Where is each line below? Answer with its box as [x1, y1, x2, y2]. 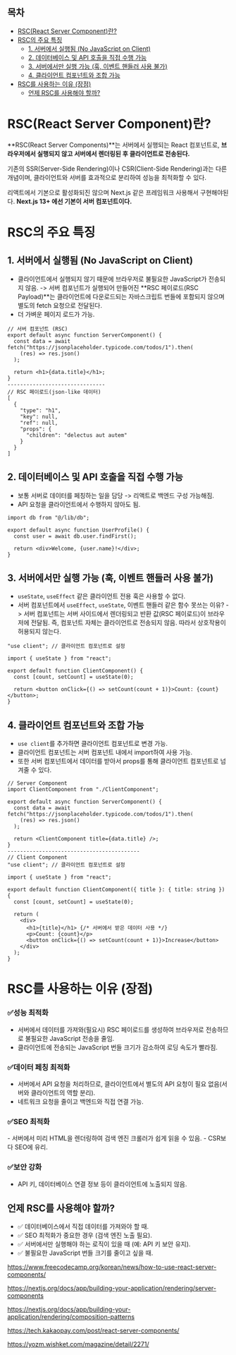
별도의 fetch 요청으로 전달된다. [17, 301, 102, 309]
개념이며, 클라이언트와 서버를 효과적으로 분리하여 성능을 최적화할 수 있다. [7, 173, 206, 181]
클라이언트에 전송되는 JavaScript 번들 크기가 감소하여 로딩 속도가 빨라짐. [17, 1043, 218, 1052]
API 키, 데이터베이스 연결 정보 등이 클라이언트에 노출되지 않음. [17, 1179, 187, 1188]
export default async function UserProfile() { [7, 526, 150, 534]
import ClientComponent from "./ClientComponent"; [7, 786, 159, 793]
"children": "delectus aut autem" [25, 431, 128, 439]
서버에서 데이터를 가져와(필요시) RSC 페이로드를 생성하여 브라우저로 [17, 1025, 204, 1034]
